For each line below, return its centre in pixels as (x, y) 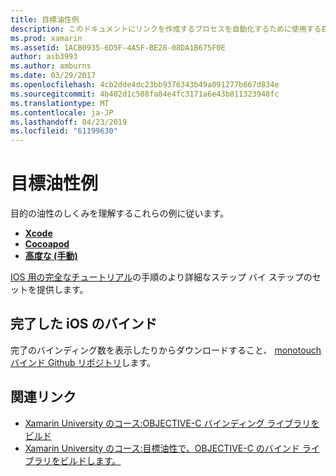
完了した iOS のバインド (84, 324)
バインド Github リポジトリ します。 (83, 362)
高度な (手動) (51, 256)
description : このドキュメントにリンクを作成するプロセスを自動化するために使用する (166, 29)
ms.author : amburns (51, 66)
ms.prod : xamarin (46, 38)
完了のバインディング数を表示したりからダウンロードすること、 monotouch (166, 350)
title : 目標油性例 (45, 19)
